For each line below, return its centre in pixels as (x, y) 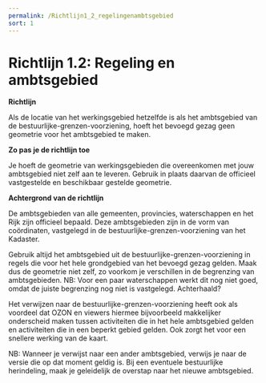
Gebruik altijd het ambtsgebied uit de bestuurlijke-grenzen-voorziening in (129, 255)
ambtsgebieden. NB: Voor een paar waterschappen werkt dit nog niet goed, (133, 280)
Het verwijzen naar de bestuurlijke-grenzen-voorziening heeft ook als (123, 304)
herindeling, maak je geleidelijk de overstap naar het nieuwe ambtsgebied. (131, 371)
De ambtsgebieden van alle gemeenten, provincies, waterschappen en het (131, 214)
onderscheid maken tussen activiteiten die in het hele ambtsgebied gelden (131, 321)
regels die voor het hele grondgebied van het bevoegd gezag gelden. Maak (133, 263)
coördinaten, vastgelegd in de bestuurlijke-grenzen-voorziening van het (127, 231)
